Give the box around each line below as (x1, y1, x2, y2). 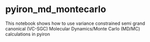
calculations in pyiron (5, 31, 50, 37)
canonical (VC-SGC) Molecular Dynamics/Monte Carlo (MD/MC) (5, 25, 140, 31)
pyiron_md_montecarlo (5, 4, 106, 15)
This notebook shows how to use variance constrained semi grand (5, 20, 145, 26)
